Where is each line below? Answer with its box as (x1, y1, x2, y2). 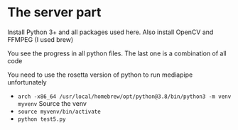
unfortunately (7, 77, 48, 86)
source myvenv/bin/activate (17, 108, 101, 115)
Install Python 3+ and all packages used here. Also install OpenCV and (7, 28, 214, 36)
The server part (7, 4, 102, 21)
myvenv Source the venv (17, 99, 87, 107)
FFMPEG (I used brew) (7, 35, 74, 43)
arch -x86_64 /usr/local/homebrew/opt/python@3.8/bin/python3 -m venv (17, 93, 232, 100)
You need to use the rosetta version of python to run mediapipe (7, 70, 193, 79)
